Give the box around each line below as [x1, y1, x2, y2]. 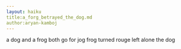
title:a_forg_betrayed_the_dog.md [6, 14, 93, 20]
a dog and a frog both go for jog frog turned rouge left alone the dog [6, 36, 176, 44]
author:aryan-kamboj [6, 20, 58, 26]
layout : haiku [6, 8, 42, 15]
